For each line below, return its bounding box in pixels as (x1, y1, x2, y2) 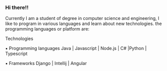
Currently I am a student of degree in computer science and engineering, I (5, 15, 160, 21)
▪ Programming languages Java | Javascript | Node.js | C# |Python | (5, 45, 147, 51)
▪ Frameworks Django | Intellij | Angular (5, 60, 87, 66)
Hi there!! (5, 4, 29, 11)
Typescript (5, 50, 28, 56)
